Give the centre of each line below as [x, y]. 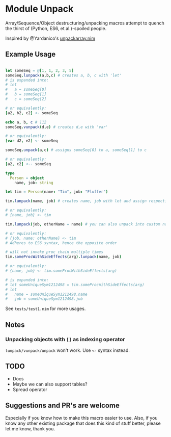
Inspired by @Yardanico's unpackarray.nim [50, 38]
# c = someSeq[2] [26, 99]
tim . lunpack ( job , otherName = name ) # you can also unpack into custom [83, 224]
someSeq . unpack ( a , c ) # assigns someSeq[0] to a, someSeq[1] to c [76, 150]
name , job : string [34, 183]
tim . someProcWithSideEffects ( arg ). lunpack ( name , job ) [64, 257]
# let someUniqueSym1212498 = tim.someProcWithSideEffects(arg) [75, 285]
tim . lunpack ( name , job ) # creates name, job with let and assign [76, 201]
